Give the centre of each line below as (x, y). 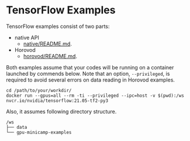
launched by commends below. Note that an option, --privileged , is (88, 73)
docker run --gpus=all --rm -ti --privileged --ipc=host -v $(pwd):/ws (95, 96)
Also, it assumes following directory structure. (61, 111)
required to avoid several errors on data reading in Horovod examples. (91, 80)
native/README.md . (47, 44)
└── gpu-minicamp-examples (39, 132)
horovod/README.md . (50, 56)
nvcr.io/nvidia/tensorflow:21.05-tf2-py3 (57, 101)
